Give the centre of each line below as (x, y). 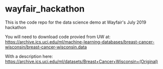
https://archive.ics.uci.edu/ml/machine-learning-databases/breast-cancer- (80, 41)
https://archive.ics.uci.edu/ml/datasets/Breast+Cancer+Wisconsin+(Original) (81, 61)
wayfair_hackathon (45, 9)
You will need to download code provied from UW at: (58, 37)
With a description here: (29, 56)
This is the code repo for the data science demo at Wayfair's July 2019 (76, 22)
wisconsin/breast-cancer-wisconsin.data (46, 47)
